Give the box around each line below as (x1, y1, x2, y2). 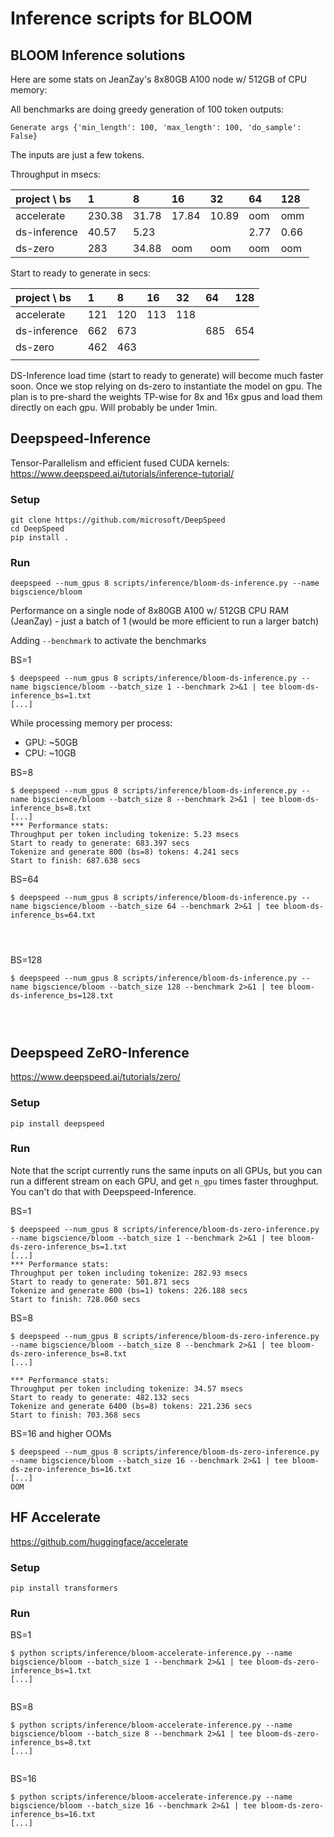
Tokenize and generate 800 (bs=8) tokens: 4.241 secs (10, 847, 240, 857)
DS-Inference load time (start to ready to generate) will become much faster (10, 370, 324, 381)
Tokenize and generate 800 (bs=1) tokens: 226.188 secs (10, 1285, 248, 1296)
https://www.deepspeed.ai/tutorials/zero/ (10, 1071, 181, 1083)
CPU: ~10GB (24, 747, 77, 759)
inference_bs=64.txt (10, 910, 97, 921)
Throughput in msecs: (10, 168, 102, 180)
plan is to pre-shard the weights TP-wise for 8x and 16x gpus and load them (10, 391, 323, 402)
